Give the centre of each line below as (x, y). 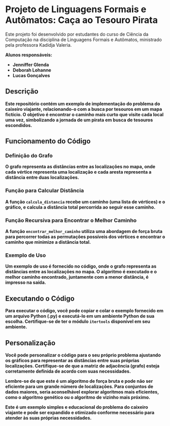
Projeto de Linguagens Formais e (76, 9)
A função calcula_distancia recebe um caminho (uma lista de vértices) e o (85, 202)
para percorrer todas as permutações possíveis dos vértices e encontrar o (85, 237)
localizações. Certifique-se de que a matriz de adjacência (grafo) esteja (82, 366)
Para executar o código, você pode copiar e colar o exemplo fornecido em (84, 311)
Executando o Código (40, 298)
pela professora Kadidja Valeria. (39, 45)
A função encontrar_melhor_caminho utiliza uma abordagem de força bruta (84, 232)
